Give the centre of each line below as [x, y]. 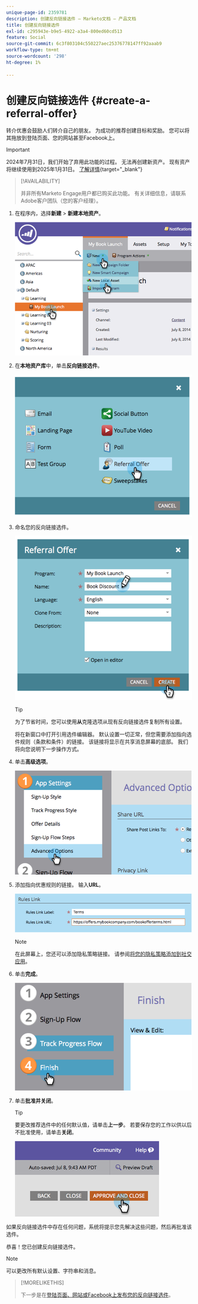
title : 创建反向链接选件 [33, 25]
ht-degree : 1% [24, 62]
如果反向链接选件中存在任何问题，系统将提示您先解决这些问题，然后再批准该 [99, 1227]
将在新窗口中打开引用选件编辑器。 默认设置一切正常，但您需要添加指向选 [103, 734]
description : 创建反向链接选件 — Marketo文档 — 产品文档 [71, 19]
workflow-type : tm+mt [33, 50]
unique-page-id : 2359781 [37, 12]
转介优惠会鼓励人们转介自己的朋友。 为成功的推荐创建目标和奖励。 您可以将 [98, 131]
